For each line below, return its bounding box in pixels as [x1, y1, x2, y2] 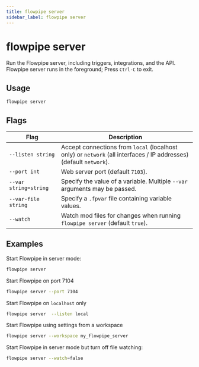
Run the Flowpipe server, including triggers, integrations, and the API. [6, 59, 176, 67]
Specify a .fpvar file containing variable [61, 194, 172, 202]
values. [61, 202, 81, 210]
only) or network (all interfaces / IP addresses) [61, 150, 189, 158]
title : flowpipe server [6, 8, 65, 15]
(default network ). [61, 158, 110, 166]
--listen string [9, 151, 55, 158]
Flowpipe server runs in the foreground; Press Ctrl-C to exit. [6, 66, 154, 73]
